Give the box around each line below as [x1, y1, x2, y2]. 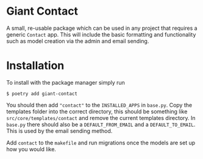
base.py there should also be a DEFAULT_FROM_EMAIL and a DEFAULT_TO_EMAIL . [6, 121, 196, 128]
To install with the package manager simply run [6, 79, 125, 86]
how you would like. [6, 145, 57, 153]
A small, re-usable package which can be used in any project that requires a [6, 24, 198, 32]
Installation [6, 59, 65, 72]
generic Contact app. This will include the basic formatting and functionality [6, 30, 196, 38]
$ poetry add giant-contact [6, 90, 78, 97]
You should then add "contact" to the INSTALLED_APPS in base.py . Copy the [6, 101, 193, 108]
